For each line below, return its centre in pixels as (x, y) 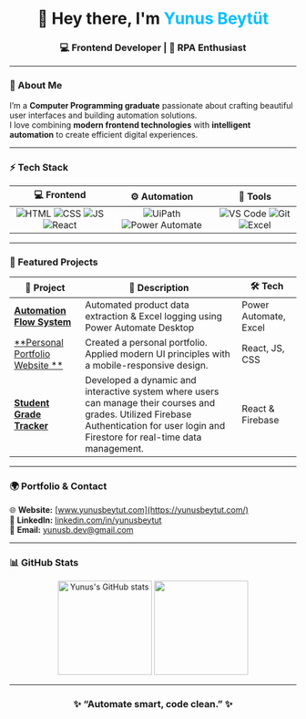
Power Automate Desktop (140, 328)
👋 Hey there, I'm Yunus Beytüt (153, 19)
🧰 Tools (255, 196)
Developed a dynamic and (141, 380)
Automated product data (137, 305)
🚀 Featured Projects (54, 262)
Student (32, 403)
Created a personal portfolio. (146, 343)
